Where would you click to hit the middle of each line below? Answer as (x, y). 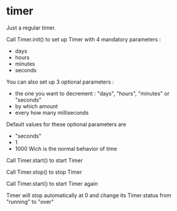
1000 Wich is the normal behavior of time (66, 148)
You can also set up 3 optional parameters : (60, 82)
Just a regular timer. (31, 28)
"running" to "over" (30, 201)
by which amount (36, 106)
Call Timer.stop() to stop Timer (44, 172)
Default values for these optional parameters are (66, 124)
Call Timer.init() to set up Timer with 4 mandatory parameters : (84, 39)
